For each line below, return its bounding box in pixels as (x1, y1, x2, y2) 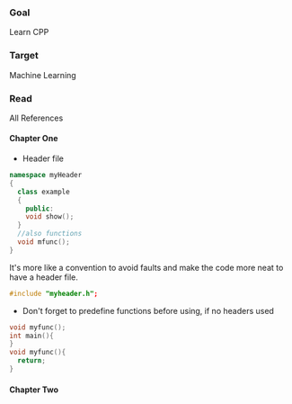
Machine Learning (9, 69, 76, 80)
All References (9, 112, 64, 123)
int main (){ (9, 331, 54, 340)
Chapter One (9, 133, 58, 144)
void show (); (25, 212, 75, 221)
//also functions (17, 229, 83, 238)
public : (25, 204, 54, 213)
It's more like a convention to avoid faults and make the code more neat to (9, 262, 284, 273)
